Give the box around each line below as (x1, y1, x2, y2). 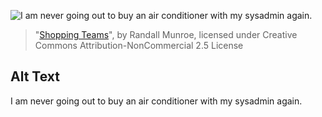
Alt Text (10, 68, 60, 85)
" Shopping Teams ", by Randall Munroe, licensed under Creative (34, 29, 298, 40)
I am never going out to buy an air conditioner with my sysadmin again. (10, 95, 303, 107)
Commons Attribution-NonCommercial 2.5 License (34, 40, 244, 51)
